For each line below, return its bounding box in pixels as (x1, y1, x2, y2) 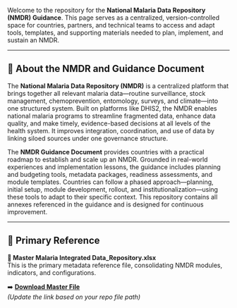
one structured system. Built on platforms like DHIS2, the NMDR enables (7, 104, 217, 112)
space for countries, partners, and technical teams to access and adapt (7, 21, 215, 29)
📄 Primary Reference (7, 235, 100, 247)
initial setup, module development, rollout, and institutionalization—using (7, 185, 219, 193)
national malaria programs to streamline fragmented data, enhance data (7, 111, 217, 120)
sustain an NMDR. (7, 36, 60, 44)
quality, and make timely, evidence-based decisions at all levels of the (7, 119, 211, 128)
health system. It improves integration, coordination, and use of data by (7, 126, 215, 135)
